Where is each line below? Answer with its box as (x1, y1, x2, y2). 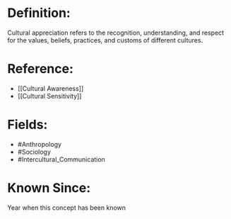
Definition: (7, 5, 71, 21)
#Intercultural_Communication (17, 155, 106, 164)
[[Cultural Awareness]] (17, 84, 84, 93)
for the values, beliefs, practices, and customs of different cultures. (7, 35, 203, 44)
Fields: (7, 117, 48, 133)
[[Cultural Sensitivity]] (17, 91, 82, 100)
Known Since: (7, 180, 91, 196)
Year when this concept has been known (7, 203, 126, 212)
